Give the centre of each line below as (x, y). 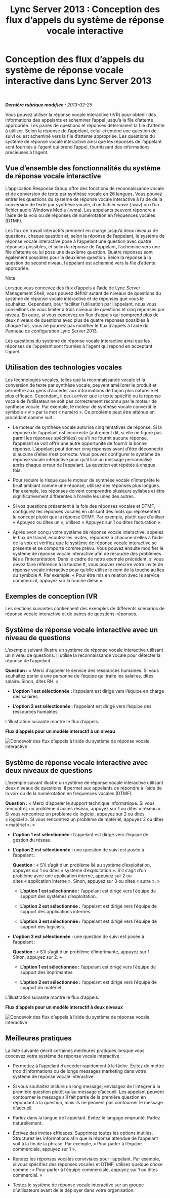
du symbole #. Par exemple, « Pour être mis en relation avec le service (86, 575)
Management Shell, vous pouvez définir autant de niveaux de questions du (83, 293)
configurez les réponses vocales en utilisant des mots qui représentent (86, 511)
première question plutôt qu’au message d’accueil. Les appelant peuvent (88, 1092)
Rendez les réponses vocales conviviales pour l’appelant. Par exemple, (86, 1158)
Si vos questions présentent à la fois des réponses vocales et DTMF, (84, 506)
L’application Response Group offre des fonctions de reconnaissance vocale (85, 188)
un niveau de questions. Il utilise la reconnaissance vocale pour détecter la (83, 655)
